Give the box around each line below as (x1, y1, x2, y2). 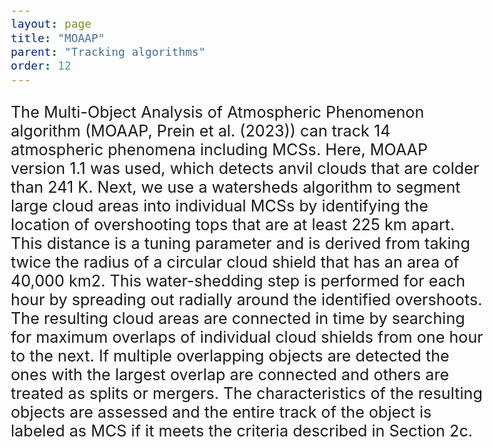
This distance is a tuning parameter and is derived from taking (10, 233, 471, 253)
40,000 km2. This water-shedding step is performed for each (10, 270, 466, 291)
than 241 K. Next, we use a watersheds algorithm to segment (10, 177, 461, 197)
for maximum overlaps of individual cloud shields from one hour (10, 327, 484, 347)
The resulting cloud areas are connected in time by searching (10, 308, 466, 328)
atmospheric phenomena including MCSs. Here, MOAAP (10, 139, 429, 159)
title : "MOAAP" (10, 30, 106, 45)
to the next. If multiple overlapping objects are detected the (10, 345, 450, 366)
